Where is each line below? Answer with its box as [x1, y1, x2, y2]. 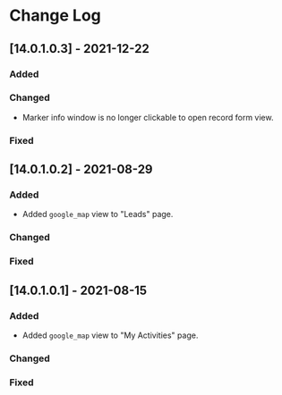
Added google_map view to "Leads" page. [21, 209, 174, 220]
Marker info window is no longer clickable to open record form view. [21, 112, 274, 122]
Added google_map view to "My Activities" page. [21, 330, 199, 340]
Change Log [9, 5, 101, 26]
